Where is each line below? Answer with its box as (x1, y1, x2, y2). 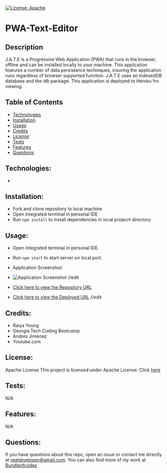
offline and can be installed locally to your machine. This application (5, 62, 148, 68)
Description (5, 43, 43, 51)
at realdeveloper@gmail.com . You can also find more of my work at (5, 457, 146, 463)
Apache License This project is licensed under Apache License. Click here (5, 367, 161, 373)
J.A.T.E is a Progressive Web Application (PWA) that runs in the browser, (5, 56, 157, 62)
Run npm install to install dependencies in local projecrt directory (12, 217, 151, 223)
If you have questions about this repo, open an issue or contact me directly (5, 452, 162, 458)
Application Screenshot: (12, 264, 63, 271)
